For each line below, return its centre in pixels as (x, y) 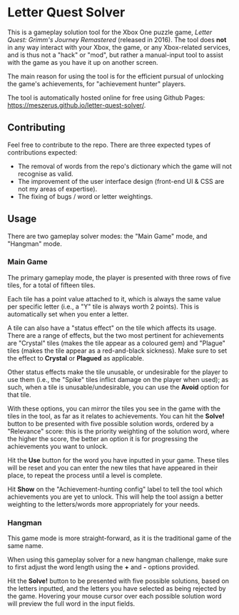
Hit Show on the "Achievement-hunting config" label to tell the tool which (115, 489)
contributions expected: (42, 152)
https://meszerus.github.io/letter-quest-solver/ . (77, 105)
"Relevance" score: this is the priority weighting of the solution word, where (118, 431)
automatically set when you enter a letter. (68, 314)
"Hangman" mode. (35, 244)
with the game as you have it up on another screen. (83, 62)
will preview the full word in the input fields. (71, 604)
